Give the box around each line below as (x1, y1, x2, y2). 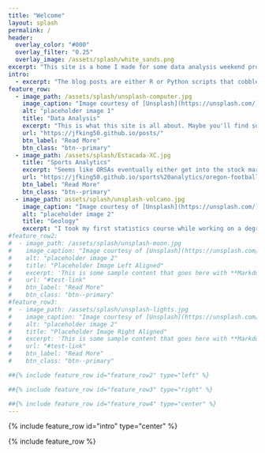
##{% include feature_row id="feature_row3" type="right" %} (8, 385, 214, 394)
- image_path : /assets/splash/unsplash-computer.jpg (15, 92, 192, 100)
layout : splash (8, 19, 58, 27)
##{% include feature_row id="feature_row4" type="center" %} (8, 400, 217, 408)
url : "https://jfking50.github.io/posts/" (22, 129, 164, 137)
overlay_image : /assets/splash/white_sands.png (15, 56, 175, 64)
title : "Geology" (22, 217, 80, 225)
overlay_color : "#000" (15, 41, 90, 49)
